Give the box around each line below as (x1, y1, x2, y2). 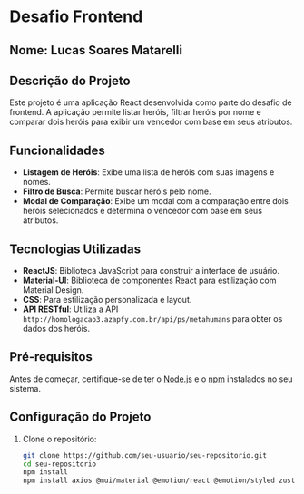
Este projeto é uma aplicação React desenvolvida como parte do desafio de (9, 97, 292, 108)
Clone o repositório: (22, 433, 97, 444)
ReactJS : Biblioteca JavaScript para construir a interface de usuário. (22, 266, 279, 276)
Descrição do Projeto (9, 73, 131, 88)
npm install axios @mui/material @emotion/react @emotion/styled (22, 476, 275, 486)
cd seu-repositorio (22, 460, 97, 469)
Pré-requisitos (9, 349, 93, 364)
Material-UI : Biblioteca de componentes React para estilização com (22, 275, 277, 286)
